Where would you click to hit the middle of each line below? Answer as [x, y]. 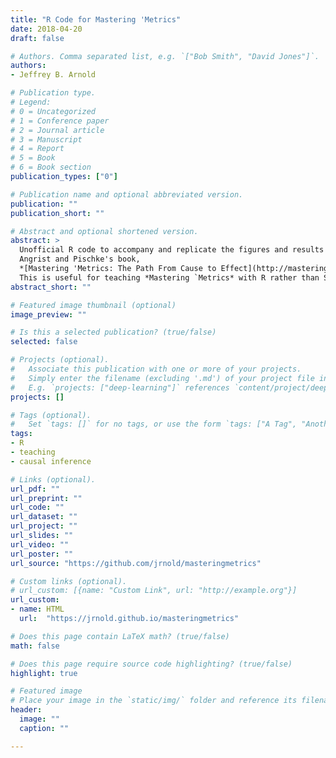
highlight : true [44, 673]
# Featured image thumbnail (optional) [93, 305]
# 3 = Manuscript [46, 139]
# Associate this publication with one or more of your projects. [156, 369]
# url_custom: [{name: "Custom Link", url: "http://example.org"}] [154, 591]
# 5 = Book [33, 158]
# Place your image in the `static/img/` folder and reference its [154, 701]
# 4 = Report [37, 149]
